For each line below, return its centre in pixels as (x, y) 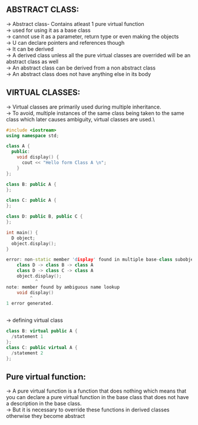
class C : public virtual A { (42, 347)
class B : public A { (32, 184)
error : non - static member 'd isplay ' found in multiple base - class (89, 260)
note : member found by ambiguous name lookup (63, 287)
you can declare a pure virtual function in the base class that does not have (98, 397)
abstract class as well (32, 61)
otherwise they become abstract (46, 416)
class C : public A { (32, 200)
